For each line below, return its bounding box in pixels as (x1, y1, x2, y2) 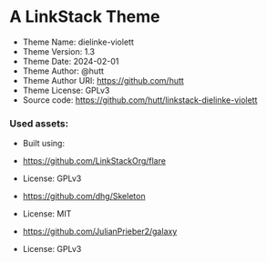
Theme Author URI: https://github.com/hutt (22, 75, 184, 86)
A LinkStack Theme (9, 6, 160, 27)
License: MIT (22, 208, 72, 219)
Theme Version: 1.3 (22, 45, 96, 56)
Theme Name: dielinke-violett (22, 36, 134, 47)
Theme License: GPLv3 (22, 85, 110, 96)
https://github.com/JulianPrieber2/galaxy (22, 226, 178, 237)
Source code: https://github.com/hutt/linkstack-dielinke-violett (22, 94, 258, 106)
